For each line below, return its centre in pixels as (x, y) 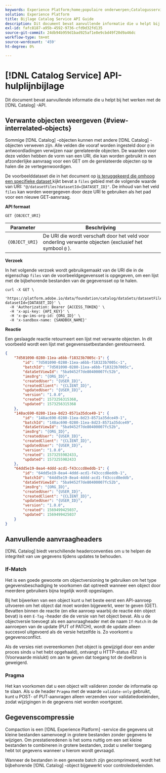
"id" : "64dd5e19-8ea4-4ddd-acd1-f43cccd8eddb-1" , (75, 473)
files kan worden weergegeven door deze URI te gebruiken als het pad (78, 192)
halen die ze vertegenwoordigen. (39, 166)
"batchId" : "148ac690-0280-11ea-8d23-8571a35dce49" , (78, 422)
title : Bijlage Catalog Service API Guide (49, 19)
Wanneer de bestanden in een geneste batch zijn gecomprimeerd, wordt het (83, 760)
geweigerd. (17, 663)
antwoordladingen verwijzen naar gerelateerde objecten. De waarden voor (81, 151)
